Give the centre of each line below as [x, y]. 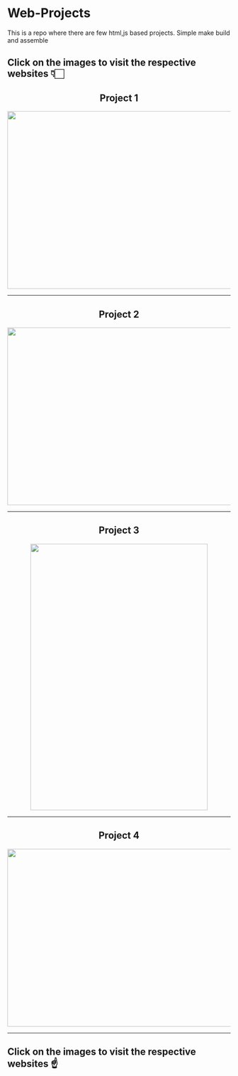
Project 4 [119, 835]
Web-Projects [49, 13]
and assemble [28, 40]
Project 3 [119, 531]
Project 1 [119, 98]
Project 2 [119, 314]
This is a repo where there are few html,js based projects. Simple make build [119, 33]
